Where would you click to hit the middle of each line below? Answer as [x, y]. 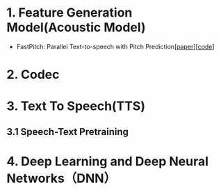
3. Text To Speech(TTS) [76, 106]
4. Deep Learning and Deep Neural [108, 161]
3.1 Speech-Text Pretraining [68, 132]
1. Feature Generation [69, 13]
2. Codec [33, 75]
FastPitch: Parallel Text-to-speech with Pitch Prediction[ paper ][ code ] [115, 46]
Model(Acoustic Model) [76, 27]
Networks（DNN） [62, 178]
